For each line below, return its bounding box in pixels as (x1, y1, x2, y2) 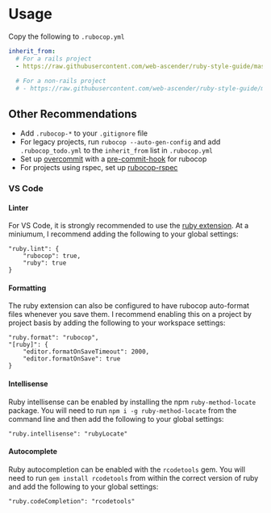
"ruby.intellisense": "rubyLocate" (8, 429, 128, 438)
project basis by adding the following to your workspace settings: (8, 318, 226, 327)
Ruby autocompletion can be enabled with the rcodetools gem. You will (8, 465, 246, 474)
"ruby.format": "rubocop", (8, 334, 99, 342)
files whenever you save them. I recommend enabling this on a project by (8, 310, 252, 319)
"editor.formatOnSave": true (23, 355, 121, 363)
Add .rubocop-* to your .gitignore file (19, 128, 148, 138)
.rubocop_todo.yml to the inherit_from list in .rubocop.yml (19, 146, 214, 155)
